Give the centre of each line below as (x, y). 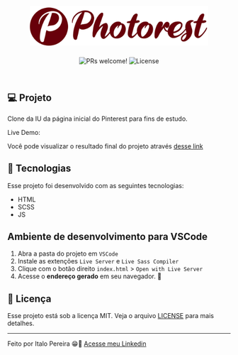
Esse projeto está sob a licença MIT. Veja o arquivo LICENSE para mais (111, 316)
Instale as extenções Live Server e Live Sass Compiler (98, 261)
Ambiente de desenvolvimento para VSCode (107, 236)
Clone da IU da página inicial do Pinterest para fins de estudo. (97, 119)
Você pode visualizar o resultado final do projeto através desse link (105, 146)
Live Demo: (24, 132)
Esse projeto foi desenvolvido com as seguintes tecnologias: (96, 185)
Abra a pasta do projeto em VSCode (68, 253)
